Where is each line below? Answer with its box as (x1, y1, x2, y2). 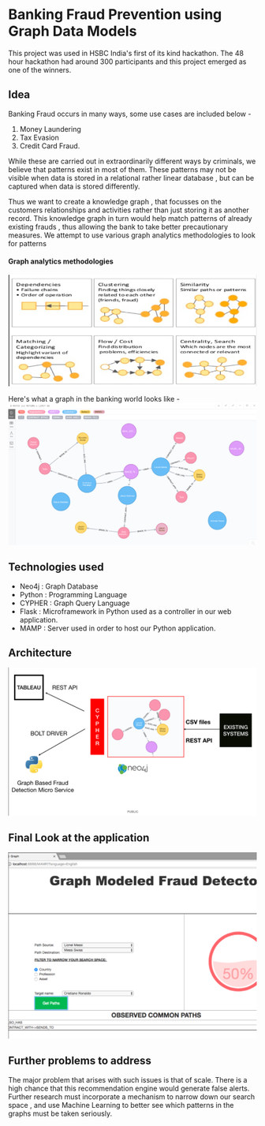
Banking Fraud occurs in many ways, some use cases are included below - (8, 109, 252, 118)
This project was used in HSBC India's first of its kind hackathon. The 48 (8, 48, 244, 58)
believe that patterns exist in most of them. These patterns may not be (8, 164, 237, 174)
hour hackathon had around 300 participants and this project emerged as (8, 57, 247, 66)
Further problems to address (8, 1054, 152, 1068)
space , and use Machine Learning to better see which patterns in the (8, 1100, 234, 1109)
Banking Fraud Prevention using (8, 6, 222, 24)
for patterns (8, 238, 47, 248)
